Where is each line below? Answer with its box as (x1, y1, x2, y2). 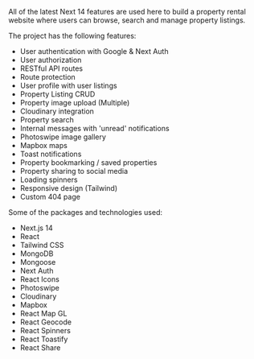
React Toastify (19, 334, 68, 344)
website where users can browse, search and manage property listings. (8, 15, 246, 25)
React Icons (19, 274, 60, 284)
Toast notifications (19, 149, 82, 159)
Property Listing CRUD (19, 89, 96, 99)
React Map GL (19, 309, 68, 318)
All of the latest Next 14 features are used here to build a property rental (8, 7, 247, 16)
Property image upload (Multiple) (19, 98, 130, 107)
